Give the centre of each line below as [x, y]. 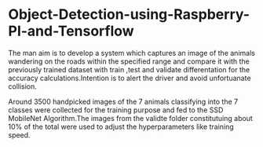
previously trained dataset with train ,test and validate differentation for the [129, 69]
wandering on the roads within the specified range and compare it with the [129, 61]
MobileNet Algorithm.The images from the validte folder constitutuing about [130, 118]
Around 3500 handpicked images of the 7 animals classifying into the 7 [123, 101]
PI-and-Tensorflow [71, 31]
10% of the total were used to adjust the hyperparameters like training [121, 127]
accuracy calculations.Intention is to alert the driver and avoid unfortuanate [130, 78]
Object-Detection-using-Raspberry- [129, 15]
